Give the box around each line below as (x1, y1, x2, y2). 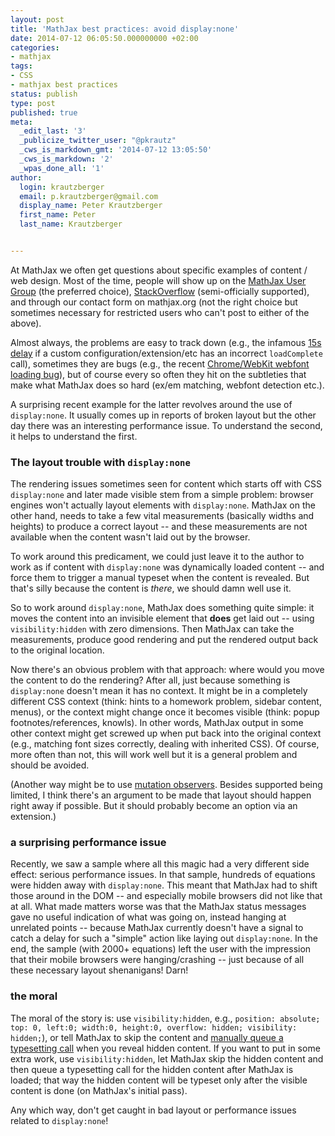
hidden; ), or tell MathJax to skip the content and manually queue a (10, 1031, 284, 1043)
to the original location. (10, 644, 105, 656)
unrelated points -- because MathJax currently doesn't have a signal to (10, 922, 304, 934)
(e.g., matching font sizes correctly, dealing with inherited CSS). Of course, (10, 738, 320, 750)
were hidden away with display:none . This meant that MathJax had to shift (10, 879, 318, 891)
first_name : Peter (19, 210, 97, 220)
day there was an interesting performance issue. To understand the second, (10, 419, 323, 431)
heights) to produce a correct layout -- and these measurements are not (10, 521, 308, 533)
